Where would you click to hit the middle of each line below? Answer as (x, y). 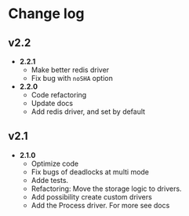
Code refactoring (59, 95)
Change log (46, 14)
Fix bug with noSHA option (72, 78)
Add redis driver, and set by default (88, 112)
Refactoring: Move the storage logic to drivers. (106, 189)
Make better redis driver (70, 70)
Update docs (52, 103)
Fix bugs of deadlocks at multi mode (90, 172)
